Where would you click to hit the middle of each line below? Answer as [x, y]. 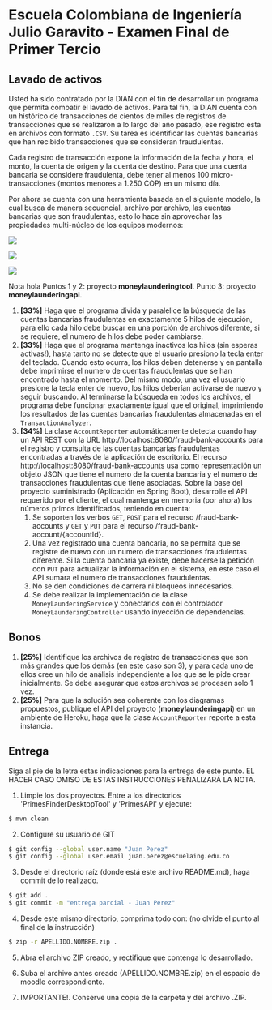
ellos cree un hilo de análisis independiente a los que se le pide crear [135, 674]
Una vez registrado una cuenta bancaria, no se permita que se [136, 543]
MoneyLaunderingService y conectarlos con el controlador [127, 603]
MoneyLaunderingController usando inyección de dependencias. [139, 612]
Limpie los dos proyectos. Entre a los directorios [100, 795]
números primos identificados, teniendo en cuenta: [105, 509]
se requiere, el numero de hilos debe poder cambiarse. [112, 336]
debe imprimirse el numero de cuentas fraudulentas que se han [126, 371]
